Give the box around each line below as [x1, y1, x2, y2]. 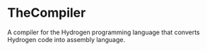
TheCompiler [7, 5, 86, 21]
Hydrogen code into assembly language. [7, 35, 126, 43]
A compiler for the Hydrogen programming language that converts [7, 28, 200, 36]
